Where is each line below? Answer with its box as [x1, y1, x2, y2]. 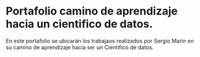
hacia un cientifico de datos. [6, 17, 154, 31]
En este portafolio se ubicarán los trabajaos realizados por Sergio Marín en [6, 37, 194, 44]
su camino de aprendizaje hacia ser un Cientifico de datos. [6, 44, 154, 51]
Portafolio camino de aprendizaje [6, 4, 178, 18]
